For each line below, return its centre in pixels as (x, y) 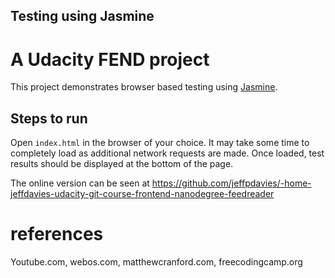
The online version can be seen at (80, 183)
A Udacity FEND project (110, 59)
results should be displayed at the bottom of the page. (122, 164)
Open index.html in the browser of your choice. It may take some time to (160, 143)
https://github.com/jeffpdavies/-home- (231, 183)
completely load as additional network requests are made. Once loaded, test (167, 153)
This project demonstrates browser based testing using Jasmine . (144, 87)
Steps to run (49, 118)
